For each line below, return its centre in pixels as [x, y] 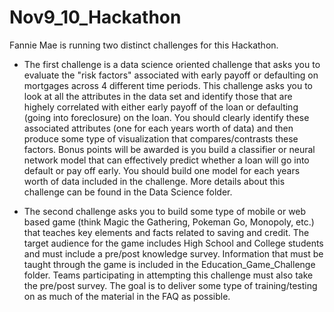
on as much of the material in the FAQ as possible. [127, 296]
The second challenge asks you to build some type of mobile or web [165, 211]
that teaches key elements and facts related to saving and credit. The [166, 232]
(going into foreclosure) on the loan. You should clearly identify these [166, 117]
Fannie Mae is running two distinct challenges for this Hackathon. [144, 45]
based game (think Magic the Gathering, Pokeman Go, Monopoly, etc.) [169, 222]
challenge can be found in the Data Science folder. [128, 192]
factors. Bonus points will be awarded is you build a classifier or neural [169, 149]
